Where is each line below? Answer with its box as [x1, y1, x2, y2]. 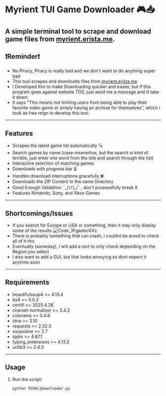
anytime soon [12, 259, 41, 265]
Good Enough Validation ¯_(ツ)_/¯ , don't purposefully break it [12, 185, 137, 191]
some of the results [12, 228, 52, 234]
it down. [12, 94, 29, 100]
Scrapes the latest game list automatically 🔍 [12, 142, 103, 149]
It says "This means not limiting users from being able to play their [12, 100, 147, 106]
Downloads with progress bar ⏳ [12, 166, 77, 172]
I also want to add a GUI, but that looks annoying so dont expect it [12, 254, 147, 260]
